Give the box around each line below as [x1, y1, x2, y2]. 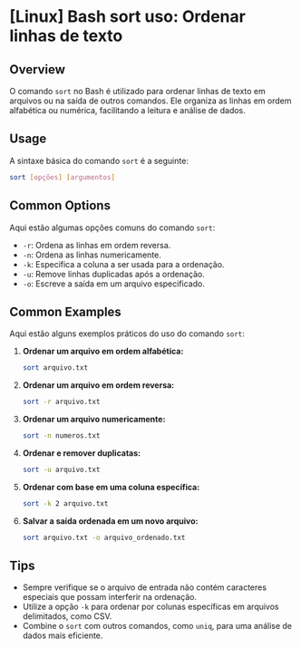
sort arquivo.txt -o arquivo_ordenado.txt [22, 533, 186, 542]
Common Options [9, 198, 112, 214]
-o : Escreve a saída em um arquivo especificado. [22, 278, 206, 289]
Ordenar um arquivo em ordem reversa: [22, 380, 175, 391]
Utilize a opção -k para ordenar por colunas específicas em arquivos [22, 601, 279, 613]
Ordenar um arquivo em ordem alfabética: [22, 346, 184, 357]
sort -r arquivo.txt [22, 397, 101, 407]
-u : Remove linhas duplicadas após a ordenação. [22, 268, 206, 279]
